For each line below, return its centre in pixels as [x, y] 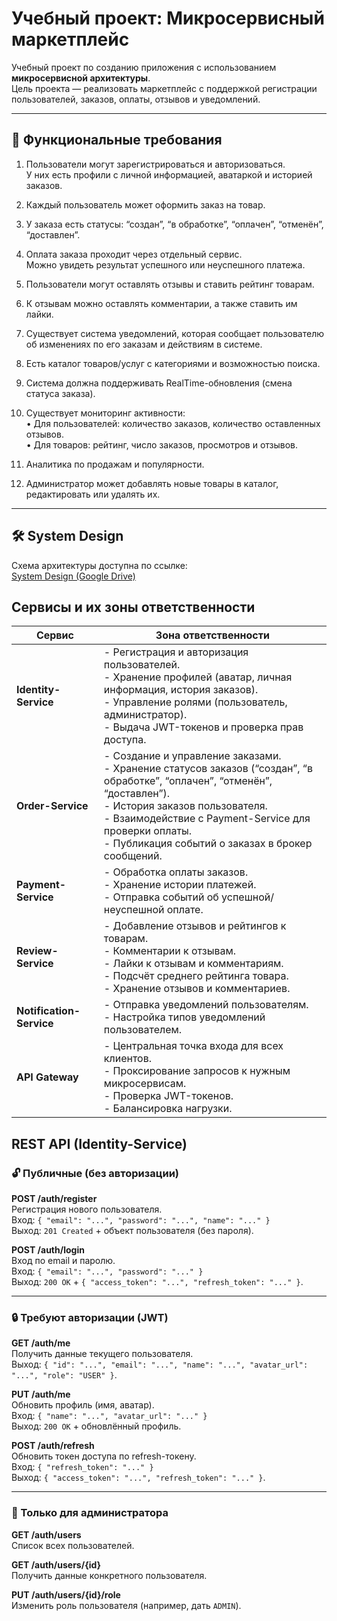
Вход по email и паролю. [63, 1261]
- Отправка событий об [161, 897]
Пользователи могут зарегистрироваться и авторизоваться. [155, 164]
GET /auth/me [41, 1343]
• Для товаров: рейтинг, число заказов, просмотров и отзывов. [162, 444]
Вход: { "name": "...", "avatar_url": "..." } [109, 1416]
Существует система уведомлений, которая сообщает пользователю [175, 333]
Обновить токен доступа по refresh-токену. [104, 1456]
